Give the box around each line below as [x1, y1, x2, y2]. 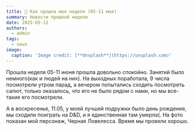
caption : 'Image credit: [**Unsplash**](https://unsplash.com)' [11, 52, 172, 58]
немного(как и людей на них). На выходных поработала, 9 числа [6, 75, 170, 82]
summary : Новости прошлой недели [6, 14, 88, 20]
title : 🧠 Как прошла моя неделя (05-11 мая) [6, 8, 117, 15]
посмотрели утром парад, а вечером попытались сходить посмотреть [6, 81, 185, 88]
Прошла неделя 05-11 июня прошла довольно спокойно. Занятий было [6, 68, 185, 75]
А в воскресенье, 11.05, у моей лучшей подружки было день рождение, [6, 105, 187, 112]
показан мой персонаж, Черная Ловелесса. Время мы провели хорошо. [6, 117, 189, 124]
